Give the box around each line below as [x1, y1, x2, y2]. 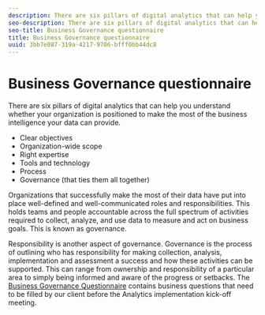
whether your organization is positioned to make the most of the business [8, 110, 248, 119]
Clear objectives [19, 133, 73, 143]
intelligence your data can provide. [8, 118, 121, 127]
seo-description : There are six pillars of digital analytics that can [8, 19, 248, 27]
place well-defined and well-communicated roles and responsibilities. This [8, 199, 250, 208]
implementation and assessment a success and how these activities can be [8, 256, 253, 265]
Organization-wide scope [19, 141, 103, 151]
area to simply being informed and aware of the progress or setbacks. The [8, 273, 250, 283]
